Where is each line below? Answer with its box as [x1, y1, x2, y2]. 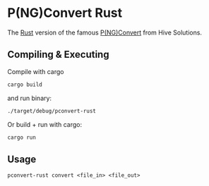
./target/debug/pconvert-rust [7, 107, 97, 114]
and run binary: [7, 94, 52, 102]
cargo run [7, 134, 37, 141]
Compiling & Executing [7, 49, 109, 61]
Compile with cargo [7, 67, 64, 75]
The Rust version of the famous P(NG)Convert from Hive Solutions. [7, 28, 203, 37]
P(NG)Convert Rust [7, 5, 122, 21]
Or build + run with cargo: [7, 120, 83, 128]
